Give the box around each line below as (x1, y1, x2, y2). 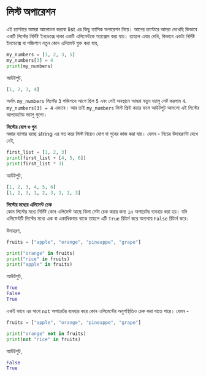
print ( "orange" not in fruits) (6, 330, 86, 337)
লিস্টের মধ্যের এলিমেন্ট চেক (6, 201, 52, 208)
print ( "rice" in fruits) (6, 256, 70, 262)
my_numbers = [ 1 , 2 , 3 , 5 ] (6, 51, 75, 58)
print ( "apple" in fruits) (6, 261, 72, 268)
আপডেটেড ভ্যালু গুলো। (6, 111, 48, 118)
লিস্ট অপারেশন (6, 5, 56, 19)
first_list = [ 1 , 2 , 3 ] (6, 149, 67, 156)
